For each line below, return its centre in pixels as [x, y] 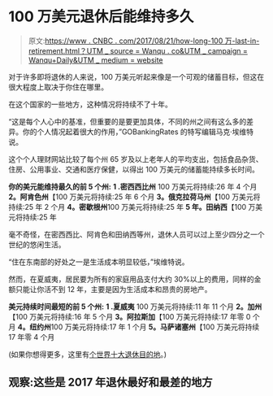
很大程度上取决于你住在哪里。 [58, 87]
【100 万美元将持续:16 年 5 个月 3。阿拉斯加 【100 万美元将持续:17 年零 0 [130, 316]
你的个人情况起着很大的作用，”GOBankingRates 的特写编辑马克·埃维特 [138, 132]
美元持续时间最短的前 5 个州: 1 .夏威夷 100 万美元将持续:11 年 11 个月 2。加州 [135, 307]
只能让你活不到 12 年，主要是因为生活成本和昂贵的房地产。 [114, 289]
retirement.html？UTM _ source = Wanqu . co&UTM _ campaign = [138, 50]
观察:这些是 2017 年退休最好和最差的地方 [110, 383]
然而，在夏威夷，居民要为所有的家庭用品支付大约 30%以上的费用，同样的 [131, 279]
